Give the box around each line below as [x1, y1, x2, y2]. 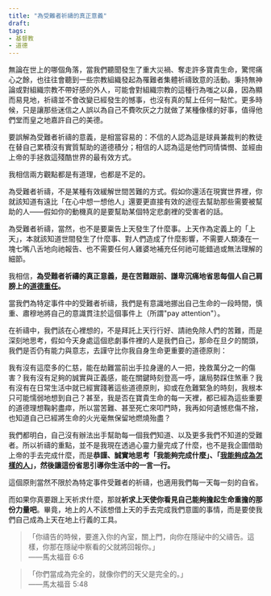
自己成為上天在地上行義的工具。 [15, 515, 122, 524]
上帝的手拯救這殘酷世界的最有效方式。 [8, 152, 135, 162]
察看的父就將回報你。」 [84, 542, 160, 552]
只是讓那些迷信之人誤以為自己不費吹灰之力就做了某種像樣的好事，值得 [22, 106, 256, 115]
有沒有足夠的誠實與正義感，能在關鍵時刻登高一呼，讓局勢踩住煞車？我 [29, 373, 263, 383]
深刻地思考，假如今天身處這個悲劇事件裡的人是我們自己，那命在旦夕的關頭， [8, 336, 263, 346]
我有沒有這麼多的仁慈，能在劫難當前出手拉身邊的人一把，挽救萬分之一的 [8, 363, 248, 373]
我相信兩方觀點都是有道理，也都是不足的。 [8, 170, 150, 180]
